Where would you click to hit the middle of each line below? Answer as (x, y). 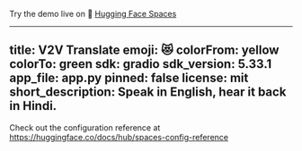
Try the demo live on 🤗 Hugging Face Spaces (93, 14)
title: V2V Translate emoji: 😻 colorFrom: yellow (144, 50)
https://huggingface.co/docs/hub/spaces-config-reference (119, 137)
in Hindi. (33, 106)
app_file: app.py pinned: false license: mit (129, 78)
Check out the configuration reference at (85, 127)
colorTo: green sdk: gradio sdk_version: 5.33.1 (141, 64)
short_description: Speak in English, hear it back (148, 92)
